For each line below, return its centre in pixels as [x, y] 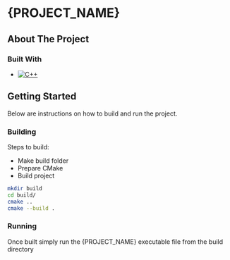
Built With [25, 59]
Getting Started [42, 97]
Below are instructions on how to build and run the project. [92, 113]
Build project [36, 175]
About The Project [48, 39]
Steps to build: [28, 147]
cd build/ [22, 195]
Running [22, 226]
